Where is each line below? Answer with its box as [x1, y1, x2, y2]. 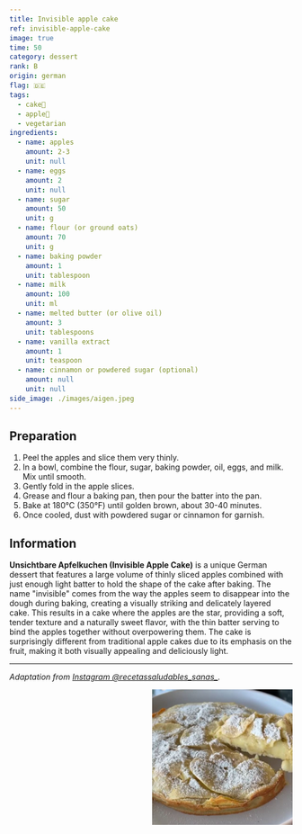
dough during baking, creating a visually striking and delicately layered [9, 598, 271, 609]
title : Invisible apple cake [9, 14, 119, 23]
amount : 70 [25, 233, 67, 242]
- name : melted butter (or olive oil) [17, 309, 164, 318]
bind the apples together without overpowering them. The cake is [9, 626, 252, 638]
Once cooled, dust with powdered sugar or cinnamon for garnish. [22, 509, 265, 521]
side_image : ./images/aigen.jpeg [9, 394, 135, 403]
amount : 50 [25, 204, 67, 213]
